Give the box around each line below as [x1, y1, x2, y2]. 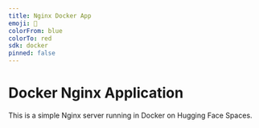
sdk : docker [8, 42, 48, 50]
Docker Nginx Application [8, 84, 183, 102]
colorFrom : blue [8, 27, 63, 35]
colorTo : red [8, 34, 52, 43]
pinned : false [8, 49, 56, 57]
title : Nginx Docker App [8, 11, 92, 20]
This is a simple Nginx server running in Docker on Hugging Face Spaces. [8, 110, 253, 120]
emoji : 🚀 [8, 19, 38, 27]
